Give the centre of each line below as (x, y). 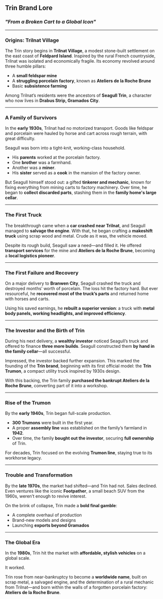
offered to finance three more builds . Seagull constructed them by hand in (80, 346)
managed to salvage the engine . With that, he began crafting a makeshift (79, 231)
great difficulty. (20, 138)
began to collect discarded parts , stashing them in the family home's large (81, 193)
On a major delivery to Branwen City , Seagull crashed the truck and (73, 283)
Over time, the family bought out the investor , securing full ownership (83, 438)
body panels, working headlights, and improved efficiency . (66, 313)
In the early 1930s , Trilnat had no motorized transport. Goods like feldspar (79, 128)
